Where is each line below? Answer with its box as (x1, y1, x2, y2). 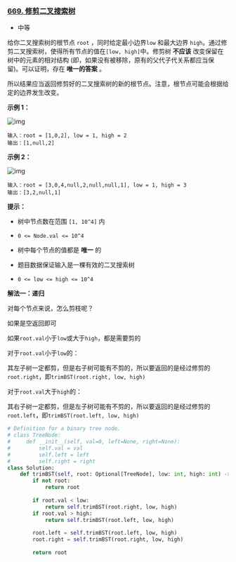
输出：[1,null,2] (7, 140, 55, 147)
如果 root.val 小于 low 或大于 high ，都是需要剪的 (7, 334, 141, 342)
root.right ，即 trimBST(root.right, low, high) (7, 373, 146, 381)
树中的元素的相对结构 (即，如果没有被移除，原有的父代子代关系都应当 (7, 56, 209, 65)
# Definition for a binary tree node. (7, 425, 121, 432)
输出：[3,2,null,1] (7, 189, 61, 196)
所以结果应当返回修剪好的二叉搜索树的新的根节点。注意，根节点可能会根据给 (7, 79, 229, 88)
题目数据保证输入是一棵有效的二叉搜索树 (17, 261, 135, 269)
